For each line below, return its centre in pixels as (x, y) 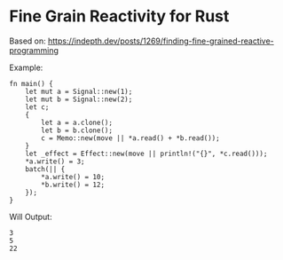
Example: (26, 67)
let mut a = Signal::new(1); (79, 91)
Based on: (28, 41)
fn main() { (31, 83)
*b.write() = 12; (73, 185)
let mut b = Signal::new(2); (79, 99)
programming (34, 50)
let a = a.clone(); (77, 122)
